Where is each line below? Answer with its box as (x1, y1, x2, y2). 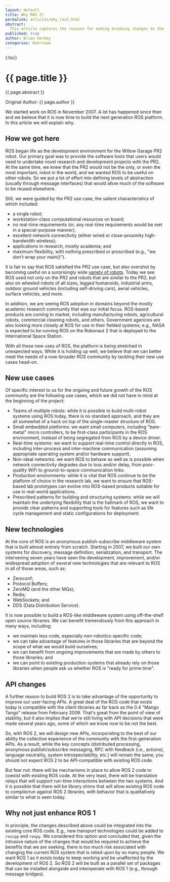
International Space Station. (5, 333, 63, 339)
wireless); (36, 237, 57, 244)
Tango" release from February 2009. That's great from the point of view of (5, 709, 161, 715)
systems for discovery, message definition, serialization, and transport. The (5, 549, 163, 555)
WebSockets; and (12, 597, 50, 603)
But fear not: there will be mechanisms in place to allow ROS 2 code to (5, 767, 152, 773)
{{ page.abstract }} (5, 89, 45, 95)
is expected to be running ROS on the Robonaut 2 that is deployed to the (5, 327, 156, 333)
